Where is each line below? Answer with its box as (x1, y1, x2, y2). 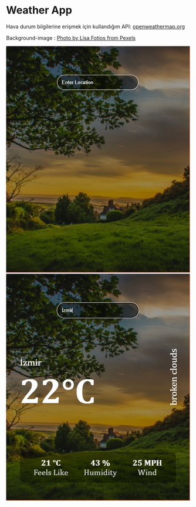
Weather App (6, 4, 72, 17)
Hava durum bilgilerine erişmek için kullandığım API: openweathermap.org (6, 23, 185, 30)
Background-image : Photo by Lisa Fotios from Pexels (6, 34, 136, 41)
